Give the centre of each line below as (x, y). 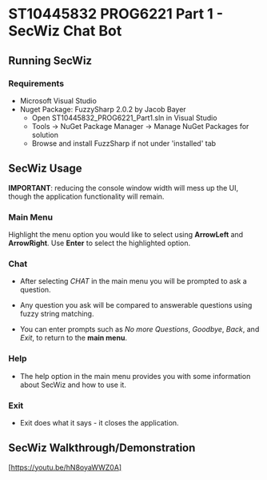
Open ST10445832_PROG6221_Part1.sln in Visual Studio (124, 118)
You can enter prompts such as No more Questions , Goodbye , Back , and (139, 329)
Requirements (36, 83)
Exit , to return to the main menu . (74, 338)
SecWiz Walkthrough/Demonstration (102, 448)
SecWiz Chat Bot (65, 31)
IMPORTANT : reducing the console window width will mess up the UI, (124, 188)
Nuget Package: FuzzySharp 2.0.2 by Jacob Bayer (103, 109)
